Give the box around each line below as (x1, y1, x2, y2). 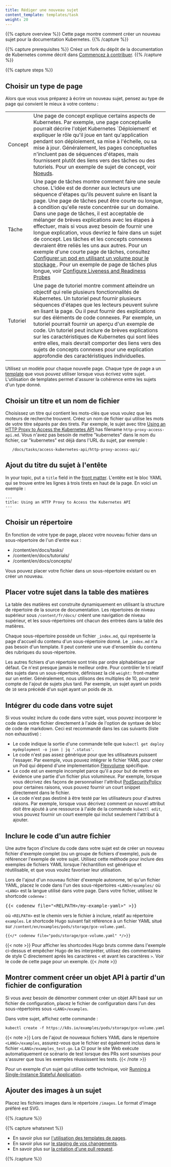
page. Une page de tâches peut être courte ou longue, (33, 197, 163, 204)
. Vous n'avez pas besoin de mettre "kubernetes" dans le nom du (18, 432, 156, 438)
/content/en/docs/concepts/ (12, 558, 72, 564)
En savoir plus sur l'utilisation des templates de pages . (12, 1135, 127, 1141)
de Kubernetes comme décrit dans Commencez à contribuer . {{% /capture (5, 52, 162, 58)
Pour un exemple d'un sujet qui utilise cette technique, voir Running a (5, 1066, 151, 1072)
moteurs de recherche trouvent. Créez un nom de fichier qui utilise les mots (5, 416, 164, 421)
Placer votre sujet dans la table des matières (5, 588, 149, 597)
